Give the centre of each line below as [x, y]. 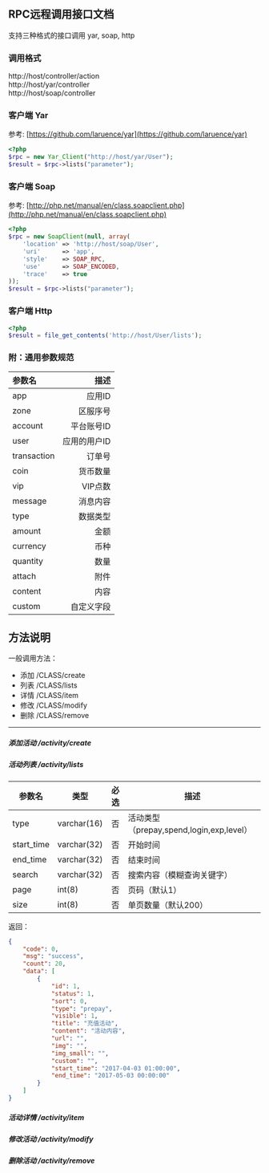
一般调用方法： [33, 658]
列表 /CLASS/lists [48, 685]
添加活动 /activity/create [50, 743]
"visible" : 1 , [74, 1016]
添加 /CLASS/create [52, 676]
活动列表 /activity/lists [46, 765]
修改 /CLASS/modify [54, 705]
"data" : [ [39, 972]
